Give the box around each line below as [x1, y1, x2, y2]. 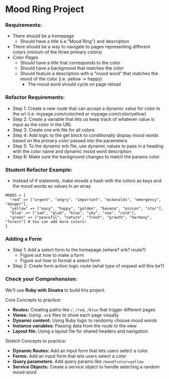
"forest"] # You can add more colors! [5, 220, 87, 225]
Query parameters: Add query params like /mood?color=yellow [12, 358, 144, 364]
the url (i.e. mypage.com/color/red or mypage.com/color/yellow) [12, 111, 147, 117]
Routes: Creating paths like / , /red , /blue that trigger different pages [12, 306, 156, 312]
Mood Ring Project [5, 4, 84, 15]
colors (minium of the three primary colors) [12, 49, 102, 55]
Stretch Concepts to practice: [5, 338, 67, 344]
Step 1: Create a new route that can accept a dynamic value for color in [12, 105, 160, 112]
